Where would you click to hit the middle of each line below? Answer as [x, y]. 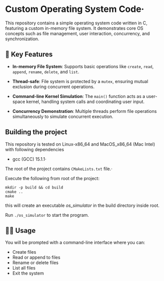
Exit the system [28, 273]
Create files [24, 252]
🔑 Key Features [29, 54]
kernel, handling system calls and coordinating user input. [85, 101]
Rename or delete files [35, 263]
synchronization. [22, 39]
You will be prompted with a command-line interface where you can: [75, 243]
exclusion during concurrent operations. [53, 87]
